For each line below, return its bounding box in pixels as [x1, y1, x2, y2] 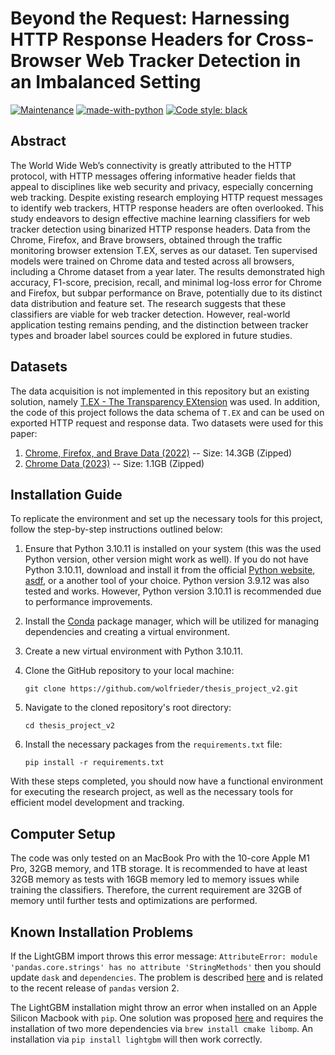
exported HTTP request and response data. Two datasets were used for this [10, 417, 324, 429]
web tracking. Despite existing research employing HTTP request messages [10, 191, 323, 203]
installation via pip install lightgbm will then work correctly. [10, 1033, 263, 1045]
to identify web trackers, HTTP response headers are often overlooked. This [10, 202, 324, 214]
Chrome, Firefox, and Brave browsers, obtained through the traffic [10, 233, 283, 246]
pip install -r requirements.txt [24, 758, 165, 768]
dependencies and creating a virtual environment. [24, 626, 231, 638]
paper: [10, 427, 38, 439]
